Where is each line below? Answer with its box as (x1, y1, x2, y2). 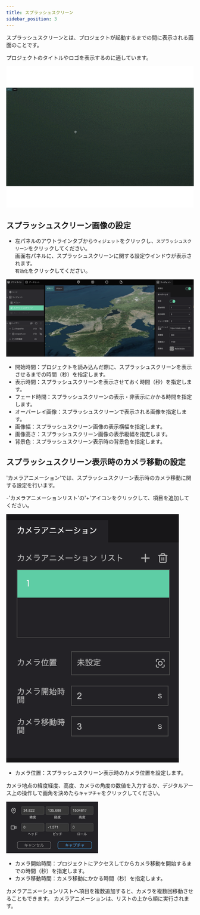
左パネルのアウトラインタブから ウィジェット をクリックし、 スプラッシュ (14, 238, 183, 245)
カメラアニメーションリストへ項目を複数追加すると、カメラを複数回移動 (6, 887, 183, 895)
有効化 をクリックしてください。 (14, 267, 91, 275)
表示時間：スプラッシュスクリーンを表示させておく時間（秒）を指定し (14, 378, 187, 386)
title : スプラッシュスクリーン (6, 10, 74, 16)
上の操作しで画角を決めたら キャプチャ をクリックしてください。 (11, 789, 164, 796)
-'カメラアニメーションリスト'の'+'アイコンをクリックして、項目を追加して (6, 494, 189, 501)
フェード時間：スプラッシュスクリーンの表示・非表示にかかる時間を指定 (14, 393, 192, 400)
